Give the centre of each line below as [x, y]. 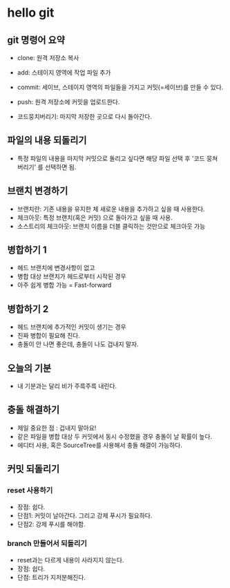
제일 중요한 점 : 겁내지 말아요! [57, 428]
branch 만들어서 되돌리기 [47, 544]
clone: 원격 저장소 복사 [48, 58]
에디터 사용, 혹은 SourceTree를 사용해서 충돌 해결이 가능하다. [100, 445]
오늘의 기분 [29, 368]
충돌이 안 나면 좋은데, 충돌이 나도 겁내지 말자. [78, 344]
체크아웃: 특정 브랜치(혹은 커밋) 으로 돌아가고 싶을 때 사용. [95, 217]
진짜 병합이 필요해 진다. [49, 336]
